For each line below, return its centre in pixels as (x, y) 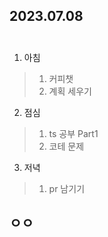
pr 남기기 (67, 188)
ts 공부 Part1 (73, 133)
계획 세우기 (70, 91)
